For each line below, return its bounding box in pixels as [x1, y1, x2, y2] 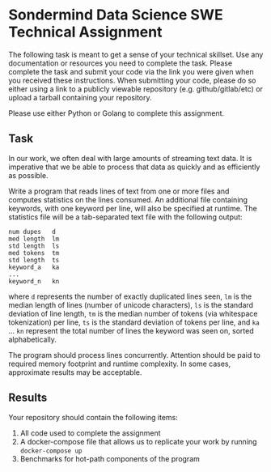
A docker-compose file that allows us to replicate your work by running [19, 436, 257, 446]
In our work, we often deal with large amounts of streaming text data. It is [8, 153, 252, 163]
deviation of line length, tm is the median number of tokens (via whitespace [8, 308, 258, 318]
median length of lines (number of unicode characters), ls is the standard [8, 300, 253, 309]
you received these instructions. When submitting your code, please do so [8, 75, 256, 85]
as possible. [8, 170, 49, 180]
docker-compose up [19, 447, 83, 455]
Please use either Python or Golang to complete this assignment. [8, 108, 225, 118]
